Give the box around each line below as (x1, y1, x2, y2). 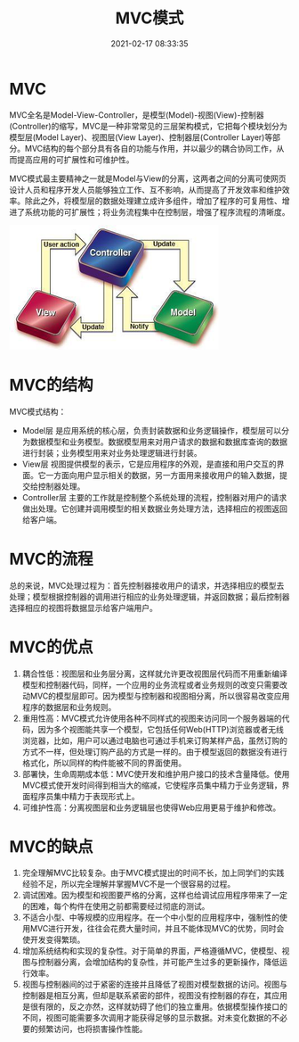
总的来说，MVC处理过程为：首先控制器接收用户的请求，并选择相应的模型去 (9, 580, 285, 591)
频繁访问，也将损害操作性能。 (37, 1023, 148, 1035)
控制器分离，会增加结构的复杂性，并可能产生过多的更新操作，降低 (37, 956, 280, 968)
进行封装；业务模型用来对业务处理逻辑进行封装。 (21, 447, 202, 458)
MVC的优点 (9, 637, 93, 657)
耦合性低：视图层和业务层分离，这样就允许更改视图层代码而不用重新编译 (21, 668, 287, 679)
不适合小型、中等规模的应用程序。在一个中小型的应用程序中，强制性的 (21, 912, 280, 923)
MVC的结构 (9, 375, 93, 395)
